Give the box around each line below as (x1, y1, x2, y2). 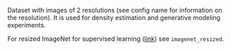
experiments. (7, 21, 46, 29)
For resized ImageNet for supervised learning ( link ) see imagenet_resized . (7, 35, 225, 43)
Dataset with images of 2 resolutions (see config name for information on (7, 6, 222, 14)
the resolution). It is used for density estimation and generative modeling (7, 13, 221, 22)
